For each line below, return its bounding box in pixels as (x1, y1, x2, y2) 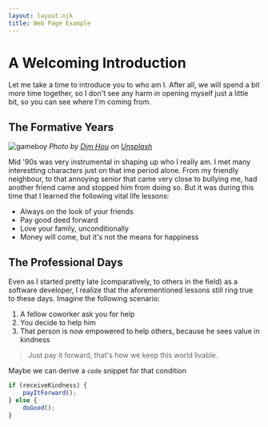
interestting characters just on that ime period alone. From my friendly (8, 166, 238, 175)
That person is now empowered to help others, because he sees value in (19, 326, 260, 336)
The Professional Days (8, 256, 123, 269)
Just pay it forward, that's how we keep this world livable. (27, 350, 218, 361)
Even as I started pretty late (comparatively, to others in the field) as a (8, 277, 238, 287)
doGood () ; (22, 404, 56, 412)
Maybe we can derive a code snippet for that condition (8, 366, 186, 376)
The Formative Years (8, 120, 114, 134)
